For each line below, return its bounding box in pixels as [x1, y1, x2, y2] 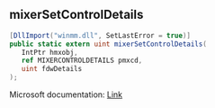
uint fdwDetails [21, 65, 83, 74]
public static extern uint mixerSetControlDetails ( [9, 40, 207, 49]
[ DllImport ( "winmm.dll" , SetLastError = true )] [9, 31, 192, 40]
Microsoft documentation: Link [9, 89, 123, 100]
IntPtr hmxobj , [21, 48, 78, 57]
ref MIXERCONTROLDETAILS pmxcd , [21, 56, 143, 66]
